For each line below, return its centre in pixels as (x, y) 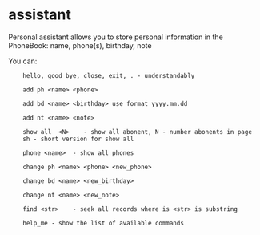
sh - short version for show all (78, 139)
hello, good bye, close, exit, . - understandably (109, 75)
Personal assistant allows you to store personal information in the (116, 37)
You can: (23, 61)
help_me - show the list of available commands (103, 223)
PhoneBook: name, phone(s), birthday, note (80, 45)
